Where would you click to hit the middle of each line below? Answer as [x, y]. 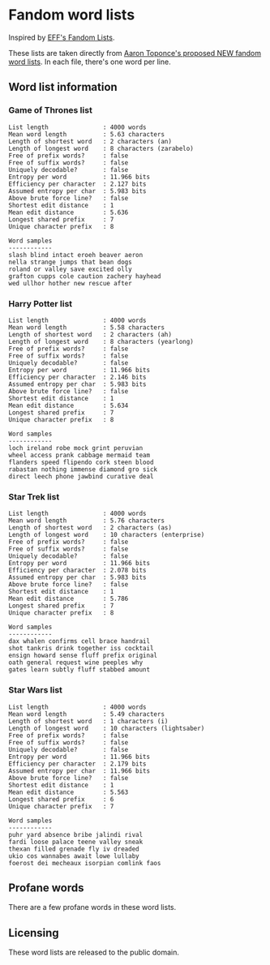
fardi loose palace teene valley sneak [76, 842]
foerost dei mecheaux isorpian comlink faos [85, 863]
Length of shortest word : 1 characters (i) [88, 721]
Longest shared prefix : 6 [61, 799]
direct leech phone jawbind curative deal [81, 476]
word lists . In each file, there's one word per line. [90, 62]
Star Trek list [34, 496]
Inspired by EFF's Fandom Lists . [62, 37]
